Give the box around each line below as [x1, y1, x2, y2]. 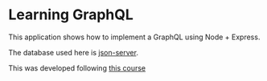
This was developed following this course [8, 63, 146, 73]
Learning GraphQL [8, 6, 134, 24]
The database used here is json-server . [8, 47, 139, 57]
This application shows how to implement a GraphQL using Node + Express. [8, 32, 261, 42]
